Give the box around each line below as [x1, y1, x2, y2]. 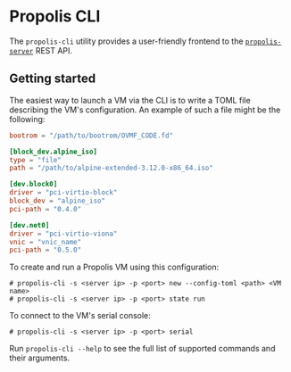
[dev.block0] [9, 180, 58, 189]
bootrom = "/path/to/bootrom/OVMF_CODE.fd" [9, 131, 174, 140]
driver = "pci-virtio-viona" [9, 229, 118, 238]
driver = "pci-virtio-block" [9, 188, 118, 197]
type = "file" [9, 155, 62, 164]
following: [9, 113, 46, 124]
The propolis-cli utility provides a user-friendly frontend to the [9, 36, 244, 46]
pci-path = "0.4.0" [9, 204, 82, 213]
